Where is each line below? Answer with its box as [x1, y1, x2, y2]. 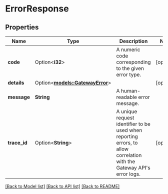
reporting [116, 133, 138, 140]
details [7, 79, 24, 86]
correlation [116, 152, 142, 158]
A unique [116, 108, 137, 115]
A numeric [116, 46, 141, 53]
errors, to [116, 139, 138, 146]
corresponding [116, 58, 151, 65]
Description [119, 38, 148, 44]
